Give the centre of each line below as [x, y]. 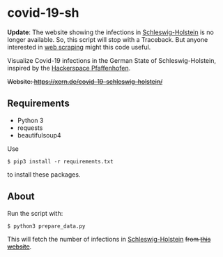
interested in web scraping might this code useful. [79, 47]
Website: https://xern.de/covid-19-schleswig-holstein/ [85, 81]
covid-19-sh [43, 13]
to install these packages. [44, 174]
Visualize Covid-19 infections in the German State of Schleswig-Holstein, [111, 60]
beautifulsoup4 [39, 135]
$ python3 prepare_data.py [46, 226]
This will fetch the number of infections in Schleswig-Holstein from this [109, 239]
